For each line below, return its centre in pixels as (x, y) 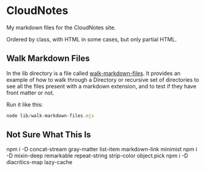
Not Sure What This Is (49, 135)
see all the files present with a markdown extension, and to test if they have (102, 86)
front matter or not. (30, 93)
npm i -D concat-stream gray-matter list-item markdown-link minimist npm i (102, 149)
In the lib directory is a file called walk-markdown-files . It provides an (93, 73)
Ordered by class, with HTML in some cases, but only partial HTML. (92, 39)
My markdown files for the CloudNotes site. (61, 27)
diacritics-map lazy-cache (39, 162)
